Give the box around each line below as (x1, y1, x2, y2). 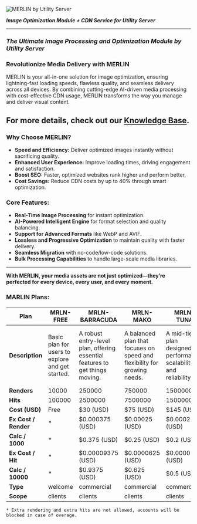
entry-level (79, 336, 110, 344)
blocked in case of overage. (6, 512, 77, 518)
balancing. (14, 224, 40, 231)
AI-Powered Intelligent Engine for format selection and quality (14, 218, 167, 225)
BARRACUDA (80, 316, 118, 324)
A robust (79, 329, 103, 337)
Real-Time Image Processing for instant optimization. (14, 212, 145, 219)
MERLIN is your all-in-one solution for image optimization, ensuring (6, 73, 168, 80)
